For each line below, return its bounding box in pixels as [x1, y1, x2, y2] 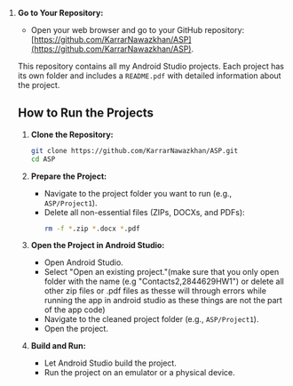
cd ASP [30, 155, 56, 164]
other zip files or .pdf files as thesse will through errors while [44, 285, 266, 296]
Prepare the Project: [30, 171, 107, 181]
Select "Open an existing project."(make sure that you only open [44, 267, 280, 277]
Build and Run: [30, 341, 86, 351]
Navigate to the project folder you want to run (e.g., [44, 188, 233, 198]
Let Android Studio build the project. [44, 358, 178, 368]
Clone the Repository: [30, 129, 114, 140]
